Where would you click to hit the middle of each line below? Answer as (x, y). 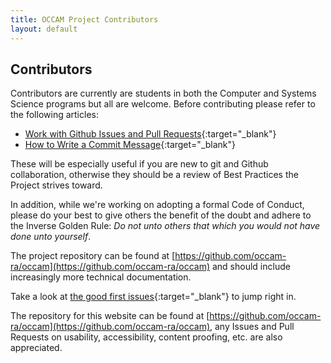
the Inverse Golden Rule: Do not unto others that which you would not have (165, 226)
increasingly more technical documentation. (101, 277)
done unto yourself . (51, 237)
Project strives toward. (56, 185)
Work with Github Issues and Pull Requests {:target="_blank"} (150, 134)
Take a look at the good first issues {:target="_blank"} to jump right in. (153, 297)
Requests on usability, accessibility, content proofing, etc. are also (146, 337)
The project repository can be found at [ (93, 256)
